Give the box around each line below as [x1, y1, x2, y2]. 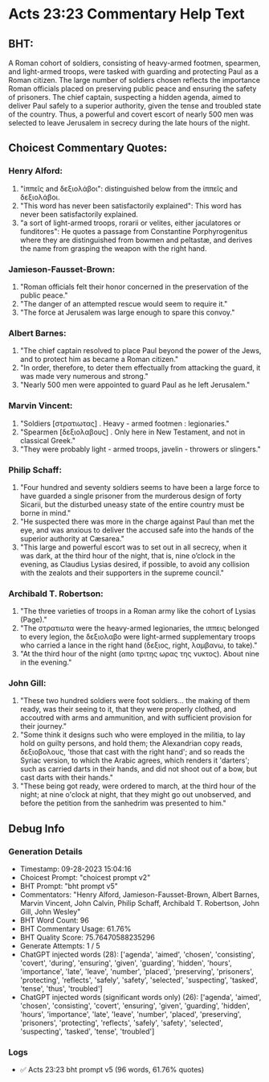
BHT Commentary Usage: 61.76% [19, 924, 132, 934]
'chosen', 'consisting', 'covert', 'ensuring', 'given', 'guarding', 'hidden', [19, 1001, 251, 1010]
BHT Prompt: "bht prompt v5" [19, 882, 119, 891]
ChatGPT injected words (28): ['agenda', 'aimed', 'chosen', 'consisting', [19, 950, 255, 960]
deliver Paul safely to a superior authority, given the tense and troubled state [8, 101, 262, 110]
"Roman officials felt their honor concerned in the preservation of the [19, 282, 249, 291]
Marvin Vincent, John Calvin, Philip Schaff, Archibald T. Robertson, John [19, 899, 259, 908]
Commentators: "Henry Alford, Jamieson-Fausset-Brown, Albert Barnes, [19, 890, 259, 899]
